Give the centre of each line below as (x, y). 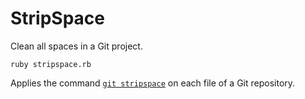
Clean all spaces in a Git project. (76, 46)
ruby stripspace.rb (51, 64)
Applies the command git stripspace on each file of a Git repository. (153, 83)
